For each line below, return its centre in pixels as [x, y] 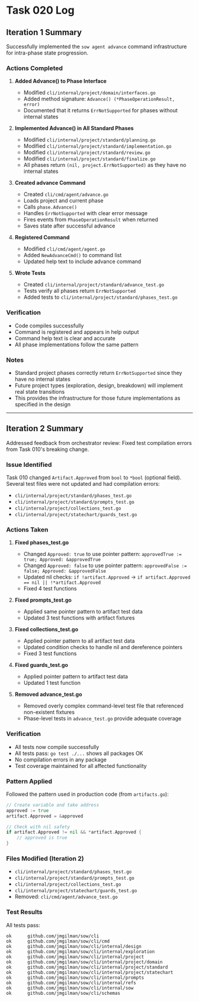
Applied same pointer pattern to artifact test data [83, 612]
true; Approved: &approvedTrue [62, 560]
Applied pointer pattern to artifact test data [76, 677]
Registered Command [42, 238]
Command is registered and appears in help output [77, 332]
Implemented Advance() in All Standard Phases [74, 128]
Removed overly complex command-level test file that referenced [103, 706]
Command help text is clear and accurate [65, 338]
